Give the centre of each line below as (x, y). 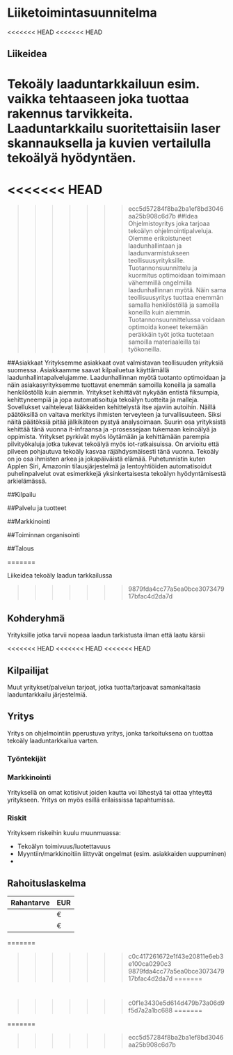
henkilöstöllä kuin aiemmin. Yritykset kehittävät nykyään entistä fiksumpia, (113, 392)
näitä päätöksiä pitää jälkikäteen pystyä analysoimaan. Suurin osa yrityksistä (116, 422)
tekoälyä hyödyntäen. (72, 158)
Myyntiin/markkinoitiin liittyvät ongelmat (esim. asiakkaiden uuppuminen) (122, 854)
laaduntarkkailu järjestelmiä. (47, 695)
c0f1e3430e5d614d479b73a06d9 (176, 1003)
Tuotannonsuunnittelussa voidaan (177, 320)
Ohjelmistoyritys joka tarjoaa (169, 223)
